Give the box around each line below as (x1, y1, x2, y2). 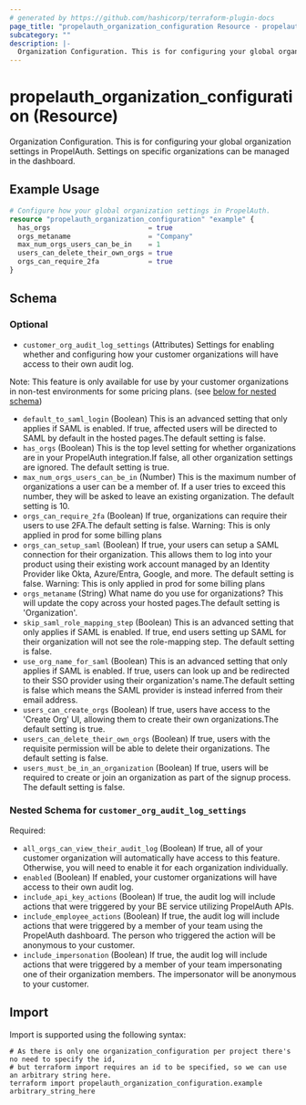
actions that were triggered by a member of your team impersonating (22, 959, 282, 970)
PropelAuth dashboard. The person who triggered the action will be (22, 930, 276, 941)
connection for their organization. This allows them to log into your (22, 548, 273, 559)
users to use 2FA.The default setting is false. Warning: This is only (22, 519, 270, 530)
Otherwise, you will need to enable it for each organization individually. (22, 861, 289, 872)
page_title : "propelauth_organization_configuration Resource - (9, 22, 259, 31)
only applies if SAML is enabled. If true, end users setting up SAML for (22, 626, 287, 637)
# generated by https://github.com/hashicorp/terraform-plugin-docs (9, 13, 275, 23)
